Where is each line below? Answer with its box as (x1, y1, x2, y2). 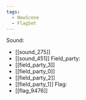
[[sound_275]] (15, 48, 51, 56)
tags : (6, 8, 20, 15)
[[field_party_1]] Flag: (15, 81, 68, 88)
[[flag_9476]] (15, 87, 48, 95)
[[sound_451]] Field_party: (15, 55, 81, 62)
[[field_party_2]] (15, 74, 56, 82)
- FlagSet (12, 20, 36, 26)
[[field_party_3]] (15, 61, 55, 68)
